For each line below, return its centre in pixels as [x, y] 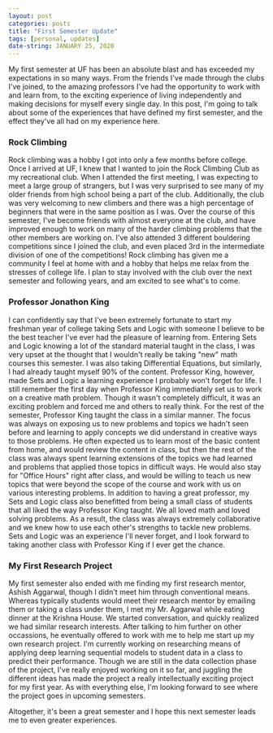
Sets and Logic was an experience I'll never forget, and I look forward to [129, 536]
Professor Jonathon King [59, 302]
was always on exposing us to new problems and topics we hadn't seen [129, 423]
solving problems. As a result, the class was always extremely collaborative [135, 518]
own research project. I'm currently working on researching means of [125, 644]
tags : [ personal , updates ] [54, 39]
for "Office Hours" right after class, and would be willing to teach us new [130, 475]
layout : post [30, 16]
